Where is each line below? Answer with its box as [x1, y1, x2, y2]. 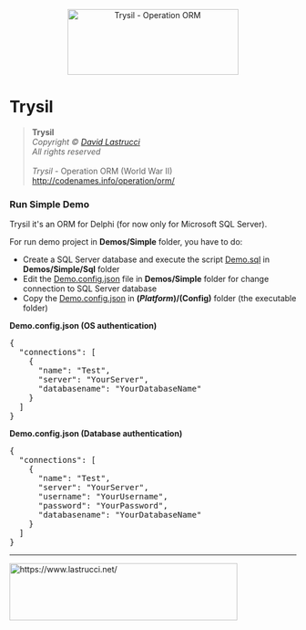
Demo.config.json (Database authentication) [9, 428, 183, 439]
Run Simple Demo [9, 197, 89, 210]
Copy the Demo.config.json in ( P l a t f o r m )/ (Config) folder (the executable [22, 293, 297, 304]
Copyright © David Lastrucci [31, 136, 141, 147]
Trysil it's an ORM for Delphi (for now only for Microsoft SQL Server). [9, 219, 268, 230]
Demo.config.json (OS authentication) [9, 320, 158, 331]
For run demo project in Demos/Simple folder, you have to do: [9, 236, 243, 247]
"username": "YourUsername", [37, 491, 168, 502]
